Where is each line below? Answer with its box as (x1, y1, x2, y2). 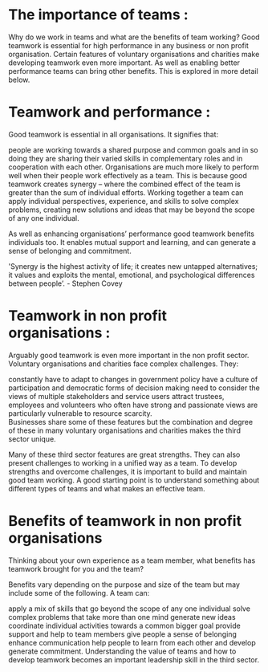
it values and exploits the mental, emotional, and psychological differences (8, 270, 255, 279)
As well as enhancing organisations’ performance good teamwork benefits (8, 229, 255, 238)
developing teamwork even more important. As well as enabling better (8, 58, 241, 67)
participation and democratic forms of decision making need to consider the (8, 383, 261, 393)
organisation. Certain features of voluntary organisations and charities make (8, 49, 260, 59)
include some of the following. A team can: (8, 588, 150, 597)
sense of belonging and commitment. (8, 246, 132, 255)
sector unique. (8, 434, 56, 443)
